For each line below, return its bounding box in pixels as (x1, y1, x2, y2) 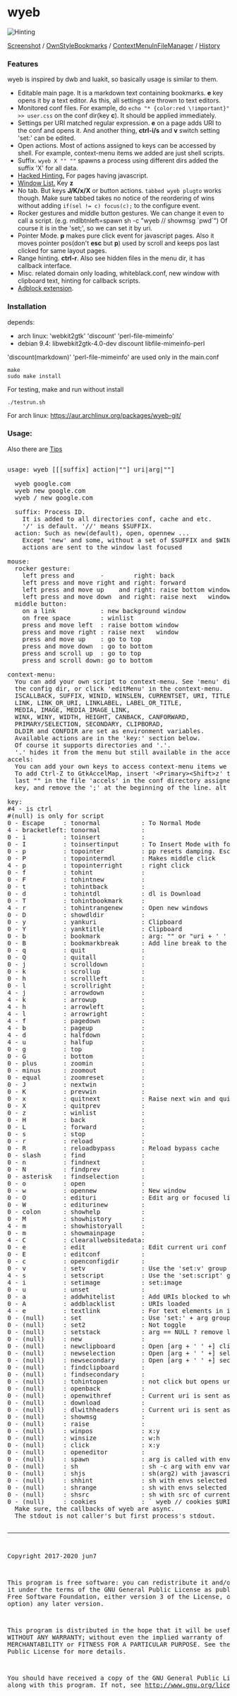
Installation (7, 302, 47, 312)
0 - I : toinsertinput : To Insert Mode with (7, 840, 220, 848)
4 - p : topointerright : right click (7, 861, 190, 870)
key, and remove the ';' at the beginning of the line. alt (14, 783, 227, 792)
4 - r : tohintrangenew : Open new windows (7, 903, 209, 912)
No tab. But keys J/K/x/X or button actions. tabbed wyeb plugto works (17, 187, 222, 195)
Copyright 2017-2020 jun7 (7, 1552, 97, 1560)
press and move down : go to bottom (22, 642, 153, 650)
